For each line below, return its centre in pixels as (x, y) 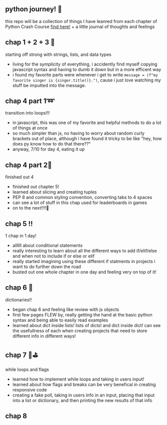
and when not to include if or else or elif (53, 256)
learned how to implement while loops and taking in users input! (78, 379)
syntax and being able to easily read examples (60, 320)
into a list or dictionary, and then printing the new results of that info (82, 400)
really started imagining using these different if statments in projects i (84, 261)
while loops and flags (27, 369)
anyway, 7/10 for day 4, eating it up (48, 149)
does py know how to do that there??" (51, 144)
